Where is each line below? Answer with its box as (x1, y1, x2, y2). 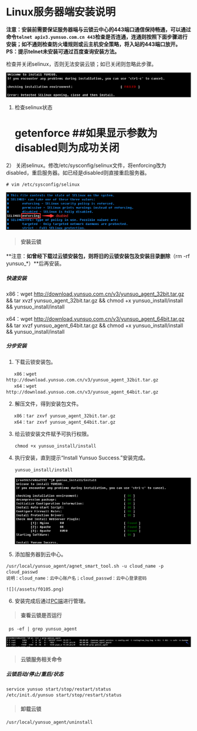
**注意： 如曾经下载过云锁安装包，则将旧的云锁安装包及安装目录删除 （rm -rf (6, 252, 190, 259)
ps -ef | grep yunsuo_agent (8, 626, 77, 632)
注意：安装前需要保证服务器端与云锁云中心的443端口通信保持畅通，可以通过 (6, 26, 191, 33)
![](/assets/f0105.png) (6, 586, 64, 592)
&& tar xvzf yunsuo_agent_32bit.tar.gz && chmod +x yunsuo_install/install (6, 297, 184, 304)
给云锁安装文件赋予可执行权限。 (14, 430, 92, 437)
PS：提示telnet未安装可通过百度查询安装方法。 (6, 48, 120, 55)
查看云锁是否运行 (20, 612, 62, 619)
